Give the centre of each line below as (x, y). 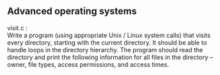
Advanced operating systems (72, 11)
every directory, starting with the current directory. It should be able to (107, 42)
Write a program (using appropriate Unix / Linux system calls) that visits (109, 35)
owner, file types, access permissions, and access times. (88, 64)
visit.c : (17, 28)
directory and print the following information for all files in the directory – (110, 57)
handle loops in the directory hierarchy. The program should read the (105, 50)
